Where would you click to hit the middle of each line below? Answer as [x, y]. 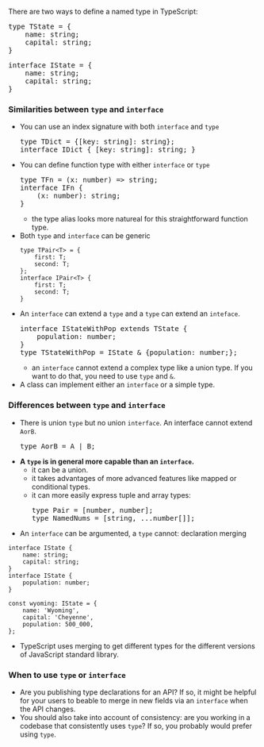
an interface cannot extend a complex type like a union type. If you [142, 368]
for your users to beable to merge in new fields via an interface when [134, 700]
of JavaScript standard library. [69, 654]
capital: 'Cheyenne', [58, 617]
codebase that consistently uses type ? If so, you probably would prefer [136, 726]
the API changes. [48, 709]
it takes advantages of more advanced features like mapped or [134, 478]
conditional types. [61, 487]
